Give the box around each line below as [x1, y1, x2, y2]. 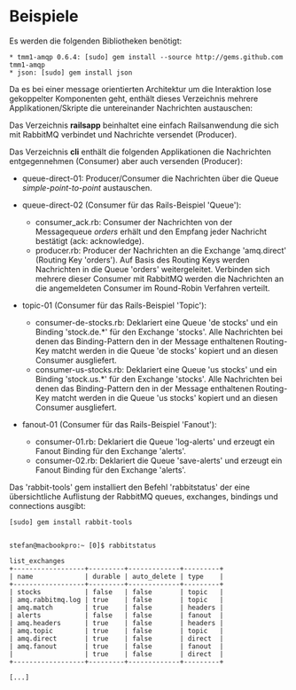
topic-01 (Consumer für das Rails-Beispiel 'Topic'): [21, 300, 206, 310]
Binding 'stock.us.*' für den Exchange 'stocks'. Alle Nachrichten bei [35, 373, 283, 384]
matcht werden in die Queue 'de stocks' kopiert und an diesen [51, 345, 279, 356]
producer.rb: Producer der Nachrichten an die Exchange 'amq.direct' [35, 245, 287, 255]
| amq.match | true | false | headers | [9, 603, 224, 612]
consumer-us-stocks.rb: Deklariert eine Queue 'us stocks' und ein [35, 364, 277, 374]
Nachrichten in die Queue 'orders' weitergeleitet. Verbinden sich [35, 263, 270, 274]
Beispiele [9, 6, 79, 27]
